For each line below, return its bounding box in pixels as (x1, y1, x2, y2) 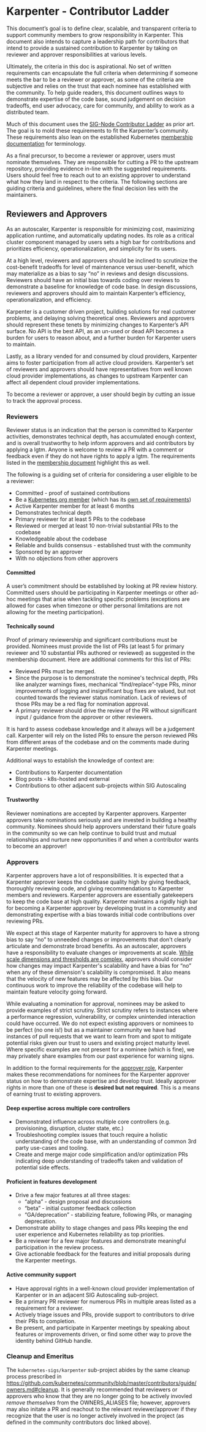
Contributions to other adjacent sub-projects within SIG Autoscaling (15, 782, 187, 789)
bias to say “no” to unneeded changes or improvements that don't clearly (6, 936, 191, 943)
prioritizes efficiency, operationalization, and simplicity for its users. (6, 245, 177, 252)
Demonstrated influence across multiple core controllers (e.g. (15, 1118, 170, 1126)
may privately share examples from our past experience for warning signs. (6, 1052, 194, 1059)
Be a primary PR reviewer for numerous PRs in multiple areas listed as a (15, 1297, 196, 1305)
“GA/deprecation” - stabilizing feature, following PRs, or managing (24, 1211, 192, 1219)
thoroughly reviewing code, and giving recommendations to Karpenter (6, 884, 184, 892)
